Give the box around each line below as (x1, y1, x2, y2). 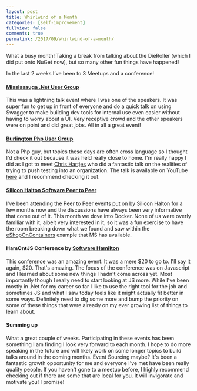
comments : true (6, 31, 44, 37)
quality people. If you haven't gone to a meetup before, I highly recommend (6, 366, 189, 373)
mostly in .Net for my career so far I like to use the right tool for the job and (6, 282, 187, 290)
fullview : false (6, 25, 46, 31)
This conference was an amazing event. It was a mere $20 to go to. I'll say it (6, 258, 191, 265)
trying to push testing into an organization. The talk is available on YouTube (6, 167, 188, 174)
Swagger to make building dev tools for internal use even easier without (6, 109, 181, 116)
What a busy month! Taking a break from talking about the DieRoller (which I (6, 52, 191, 59)
